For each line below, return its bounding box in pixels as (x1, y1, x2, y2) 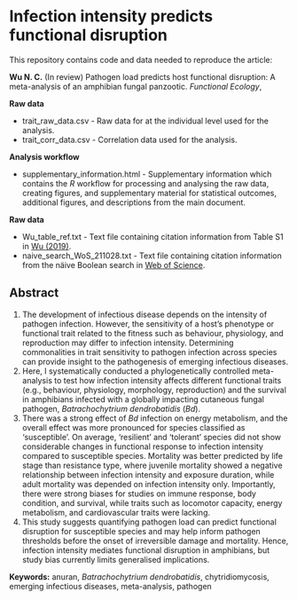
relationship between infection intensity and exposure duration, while (21, 469, 275, 480)
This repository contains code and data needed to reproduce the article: (9, 54, 273, 65)
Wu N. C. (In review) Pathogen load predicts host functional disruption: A (9, 71, 277, 82)
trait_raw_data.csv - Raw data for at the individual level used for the (21, 115, 269, 126)
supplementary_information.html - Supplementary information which (21, 169, 272, 179)
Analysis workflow (9, 151, 80, 162)
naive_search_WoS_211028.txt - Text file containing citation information (21, 250, 282, 261)
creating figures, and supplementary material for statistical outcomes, (21, 187, 277, 198)
